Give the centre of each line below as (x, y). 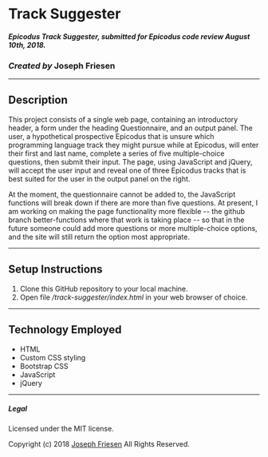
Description (38, 100)
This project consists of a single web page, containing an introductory (123, 119)
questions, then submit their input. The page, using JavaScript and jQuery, (130, 161)
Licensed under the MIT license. (61, 429)
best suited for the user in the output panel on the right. (99, 179)
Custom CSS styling (53, 357)
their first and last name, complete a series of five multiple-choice (116, 153)
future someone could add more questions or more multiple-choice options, (133, 228)
